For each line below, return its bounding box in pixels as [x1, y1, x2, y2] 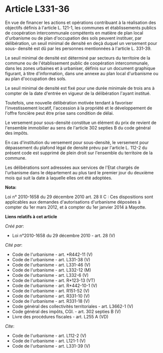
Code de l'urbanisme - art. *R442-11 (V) [12, 251, 93, 257]
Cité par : [5, 242, 23, 248]
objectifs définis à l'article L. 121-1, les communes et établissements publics [5, 24, 157, 30]
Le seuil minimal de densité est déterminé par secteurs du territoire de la [5, 55, 151, 61]
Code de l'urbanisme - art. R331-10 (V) [12, 293, 90, 299]
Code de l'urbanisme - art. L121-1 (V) [12, 338, 86, 344]
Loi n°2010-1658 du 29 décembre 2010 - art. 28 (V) [12, 232, 115, 238]
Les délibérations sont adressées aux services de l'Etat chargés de [5, 165, 140, 170]
